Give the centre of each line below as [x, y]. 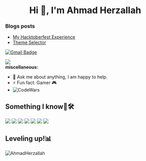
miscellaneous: [22, 67]
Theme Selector [29, 43]
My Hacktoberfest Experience [44, 37]
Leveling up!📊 [28, 138]
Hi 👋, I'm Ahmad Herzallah [85, 10]
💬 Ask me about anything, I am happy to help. [60, 77]
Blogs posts [20, 26]
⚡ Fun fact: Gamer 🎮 [34, 83]
